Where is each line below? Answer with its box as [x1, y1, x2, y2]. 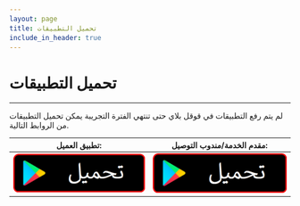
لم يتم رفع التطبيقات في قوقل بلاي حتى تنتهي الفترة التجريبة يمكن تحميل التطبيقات [9, 111, 284, 121]
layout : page [9, 14, 58, 23]
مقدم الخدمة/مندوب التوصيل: [171, 139, 268, 151]
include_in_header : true [9, 33, 102, 42]
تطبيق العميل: [56, 139, 103, 151]
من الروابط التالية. [9, 120, 70, 131]
